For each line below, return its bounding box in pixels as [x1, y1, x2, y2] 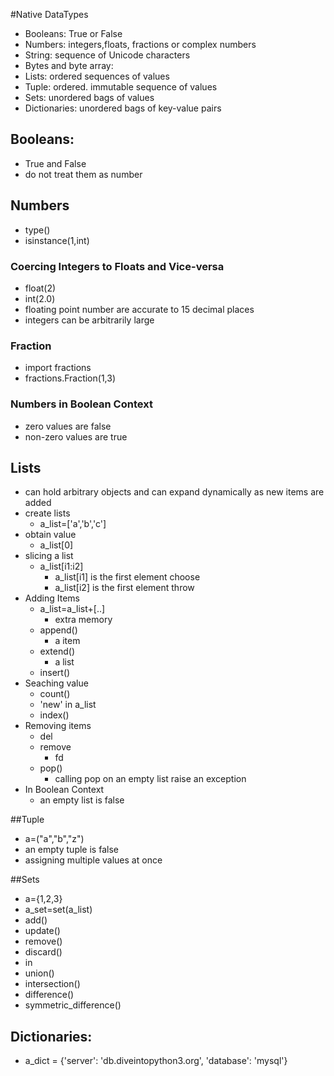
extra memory [54, 614, 113, 626]
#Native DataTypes [10, 9, 89, 20]
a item [54, 635, 81, 647]
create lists [24, 507, 71, 519]
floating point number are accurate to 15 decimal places [24, 303, 255, 315]
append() [39, 624, 78, 636]
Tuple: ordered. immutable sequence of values [24, 81, 218, 93]
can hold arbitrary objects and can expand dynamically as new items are [24, 486, 325, 498]
